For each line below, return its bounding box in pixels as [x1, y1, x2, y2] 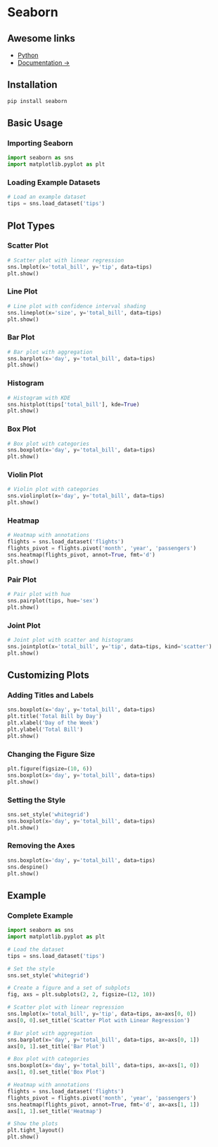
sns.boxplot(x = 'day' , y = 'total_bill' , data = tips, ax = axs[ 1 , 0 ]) [7, 1062, 200, 1069]
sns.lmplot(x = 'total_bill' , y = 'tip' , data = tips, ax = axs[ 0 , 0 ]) [7, 1010, 197, 1017]
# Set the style [7, 965, 55, 972]
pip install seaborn [7, 97, 68, 104]
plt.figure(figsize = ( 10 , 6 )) [7, 765, 93, 772]
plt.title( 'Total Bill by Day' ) [7, 713, 102, 720]
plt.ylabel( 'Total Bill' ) [7, 726, 83, 733]
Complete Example [7, 911, 74, 921]
